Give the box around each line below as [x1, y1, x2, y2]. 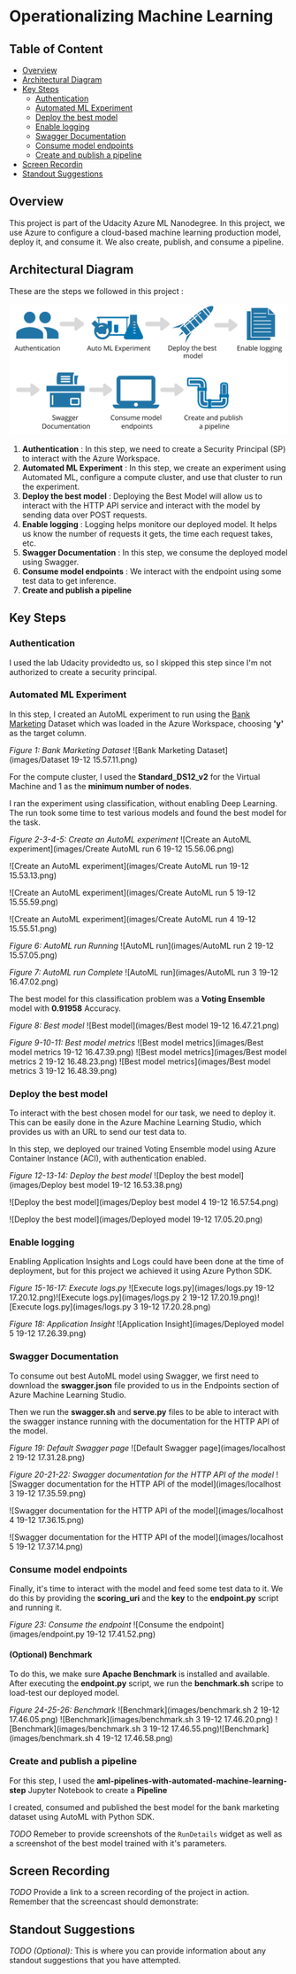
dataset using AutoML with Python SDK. [9, 1811, 155, 1822]
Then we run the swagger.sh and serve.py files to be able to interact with [9, 1406, 279, 1417]
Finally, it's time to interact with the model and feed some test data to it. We [9, 1583, 284, 1594]
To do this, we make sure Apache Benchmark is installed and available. [9, 1668, 270, 1680]
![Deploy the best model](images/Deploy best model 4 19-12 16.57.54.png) [9, 1197, 279, 1208]
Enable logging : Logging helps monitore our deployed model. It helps [21, 518, 277, 529]
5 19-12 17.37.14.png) [9, 1541, 84, 1551]
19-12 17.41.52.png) [87, 1628, 156, 1640]
